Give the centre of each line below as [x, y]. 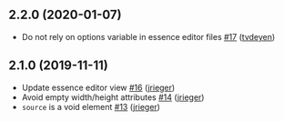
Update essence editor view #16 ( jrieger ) [98, 87]
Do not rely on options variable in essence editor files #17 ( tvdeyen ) [148, 36]
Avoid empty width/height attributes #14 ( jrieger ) [113, 97]
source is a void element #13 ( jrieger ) [91, 106]
